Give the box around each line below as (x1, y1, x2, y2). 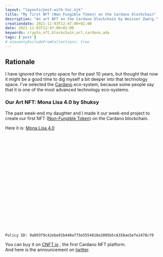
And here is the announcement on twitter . (5, 247, 90, 253)
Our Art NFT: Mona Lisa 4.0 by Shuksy (5, 99, 99, 106)
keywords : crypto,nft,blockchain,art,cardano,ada (5, 30, 110, 35)
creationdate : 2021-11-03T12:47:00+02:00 (5, 21, 92, 26)
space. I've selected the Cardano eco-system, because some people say (5, 81, 155, 87)
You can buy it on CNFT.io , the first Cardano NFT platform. (5, 241, 126, 247)
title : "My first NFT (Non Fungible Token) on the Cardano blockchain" (5, 12, 156, 17)
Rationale (5, 58, 35, 66)
